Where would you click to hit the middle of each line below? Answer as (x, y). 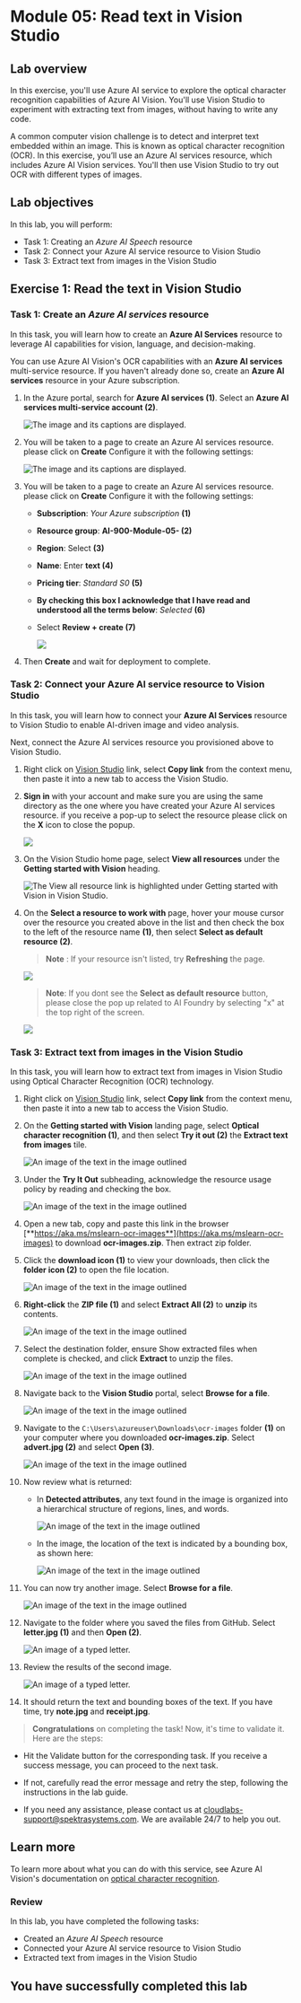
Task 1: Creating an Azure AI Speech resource (108, 242)
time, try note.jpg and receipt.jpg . (86, 1711)
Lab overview (49, 69)
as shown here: (64, 1553)
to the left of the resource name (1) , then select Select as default (143, 932)
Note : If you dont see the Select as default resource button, (157, 993)
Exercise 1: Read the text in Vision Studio (126, 289)
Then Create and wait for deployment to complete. (117, 661)
